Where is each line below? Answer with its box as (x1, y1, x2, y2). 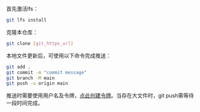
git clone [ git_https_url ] (6, 41, 74, 46)
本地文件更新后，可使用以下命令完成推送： (6, 52, 111, 59)
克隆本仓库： (6, 29, 38, 36)
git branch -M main (6, 75, 55, 81)
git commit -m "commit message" (6, 69, 87, 76)
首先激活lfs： (6, 5, 39, 12)
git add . (6, 64, 31, 70)
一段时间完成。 (6, 99, 43, 107)
